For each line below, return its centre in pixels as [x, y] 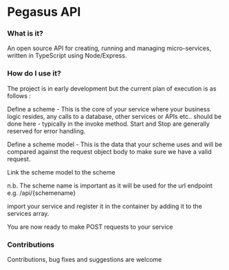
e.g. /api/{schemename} [42, 192]
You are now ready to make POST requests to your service [90, 227]
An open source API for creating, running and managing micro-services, [109, 48]
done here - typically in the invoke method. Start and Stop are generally [108, 124]
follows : [19, 95]
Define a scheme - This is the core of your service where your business [109, 109]
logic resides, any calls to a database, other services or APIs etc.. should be [115, 116]
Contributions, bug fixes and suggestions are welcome [85, 260]
